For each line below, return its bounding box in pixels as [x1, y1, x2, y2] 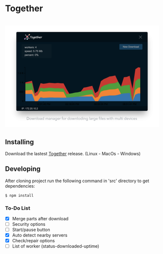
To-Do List [5, 205, 30, 212]
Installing [5, 138, 34, 146]
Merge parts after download [12, 215, 69, 221]
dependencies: [5, 183, 35, 189]
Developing [5, 165, 41, 173]
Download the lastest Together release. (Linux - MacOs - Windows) [5, 150, 141, 156]
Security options [12, 221, 45, 227]
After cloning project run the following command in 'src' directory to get [5, 178, 150, 184]
